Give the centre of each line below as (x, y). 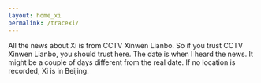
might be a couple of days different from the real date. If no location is (122, 62)
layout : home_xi (35, 15)
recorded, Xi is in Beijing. (48, 70)
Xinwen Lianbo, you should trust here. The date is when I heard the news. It (131, 54)
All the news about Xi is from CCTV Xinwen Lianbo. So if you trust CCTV (125, 45)
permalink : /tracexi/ (44, 23)
